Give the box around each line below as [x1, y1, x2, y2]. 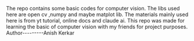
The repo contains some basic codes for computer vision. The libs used [6, 5, 180, 12]
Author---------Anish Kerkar [6, 29, 75, 36]
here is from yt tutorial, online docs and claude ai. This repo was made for [6, 17, 185, 24]
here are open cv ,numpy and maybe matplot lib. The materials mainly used [6, 11, 189, 18]
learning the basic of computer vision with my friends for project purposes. [6, 23, 188, 30]
